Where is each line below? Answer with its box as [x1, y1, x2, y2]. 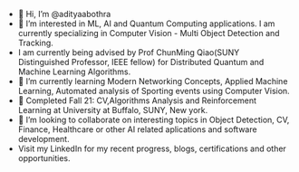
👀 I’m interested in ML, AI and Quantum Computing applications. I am [17, 18, 275, 29]
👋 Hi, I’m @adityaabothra [17, 9, 111, 19]
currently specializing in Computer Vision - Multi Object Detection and [17, 28, 280, 38]
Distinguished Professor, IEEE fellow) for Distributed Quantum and [17, 57, 265, 67]
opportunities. [17, 153, 71, 163]
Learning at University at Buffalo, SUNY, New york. [17, 105, 208, 115]
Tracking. [17, 37, 54, 48]
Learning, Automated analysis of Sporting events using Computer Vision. [17, 86, 290, 96]
